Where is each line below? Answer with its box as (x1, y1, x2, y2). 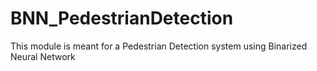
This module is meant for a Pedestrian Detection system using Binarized (10, 40, 308, 52)
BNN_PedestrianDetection (10, 7, 234, 30)
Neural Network (10, 50, 76, 62)
